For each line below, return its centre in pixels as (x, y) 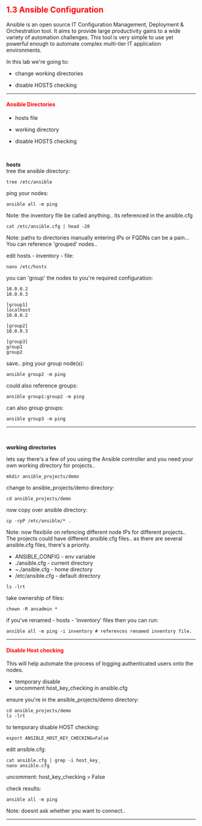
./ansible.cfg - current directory (54, 563)
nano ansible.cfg (28, 766)
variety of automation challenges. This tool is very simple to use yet (90, 37)
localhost (19, 310)
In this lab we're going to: (38, 61)
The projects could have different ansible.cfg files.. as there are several (94, 539)
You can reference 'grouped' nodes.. (52, 244)
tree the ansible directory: (38, 171)
